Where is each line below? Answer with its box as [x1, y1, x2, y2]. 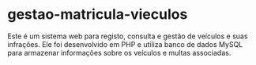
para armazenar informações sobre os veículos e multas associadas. [7, 48, 232, 57]
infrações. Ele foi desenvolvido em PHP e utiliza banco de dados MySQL [7, 39, 243, 49]
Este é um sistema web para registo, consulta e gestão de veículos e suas [7, 31, 248, 41]
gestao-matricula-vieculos [7, 5, 188, 23]
